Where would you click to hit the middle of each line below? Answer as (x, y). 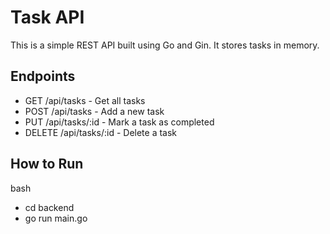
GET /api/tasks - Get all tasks (85, 100)
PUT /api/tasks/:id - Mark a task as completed (119, 122)
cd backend (49, 207)
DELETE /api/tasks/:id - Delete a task (101, 132)
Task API (47, 17)
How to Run (47, 164)
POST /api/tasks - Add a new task (94, 111)
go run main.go (56, 218)
